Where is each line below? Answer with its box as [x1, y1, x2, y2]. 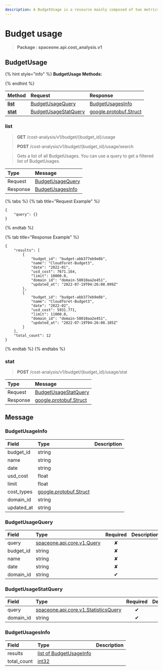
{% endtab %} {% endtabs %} [5, 346, 65, 352]
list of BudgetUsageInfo [37, 650, 91, 656]
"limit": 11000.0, [31, 312, 68, 317]
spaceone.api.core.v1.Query [35, 539, 101, 546]
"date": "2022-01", [31, 265, 70, 270]
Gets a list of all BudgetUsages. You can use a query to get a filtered [16, 153, 154, 159]
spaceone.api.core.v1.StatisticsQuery [35, 607, 122, 614]
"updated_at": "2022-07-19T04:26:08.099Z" [31, 282, 118, 287]
